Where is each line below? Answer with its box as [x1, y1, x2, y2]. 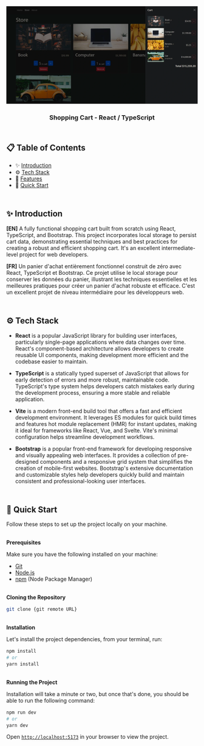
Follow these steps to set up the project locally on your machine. [6, 520, 168, 528]
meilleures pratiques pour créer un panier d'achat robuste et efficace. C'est [6, 282, 195, 289]
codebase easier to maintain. [15, 358, 88, 365]
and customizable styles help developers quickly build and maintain [15, 471, 185, 478]
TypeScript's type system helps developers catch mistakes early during [15, 382, 195, 389]
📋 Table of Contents [6, 143, 86, 153]
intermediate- [161, 244, 195, 252]
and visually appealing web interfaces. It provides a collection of [15, 451, 177, 459]
